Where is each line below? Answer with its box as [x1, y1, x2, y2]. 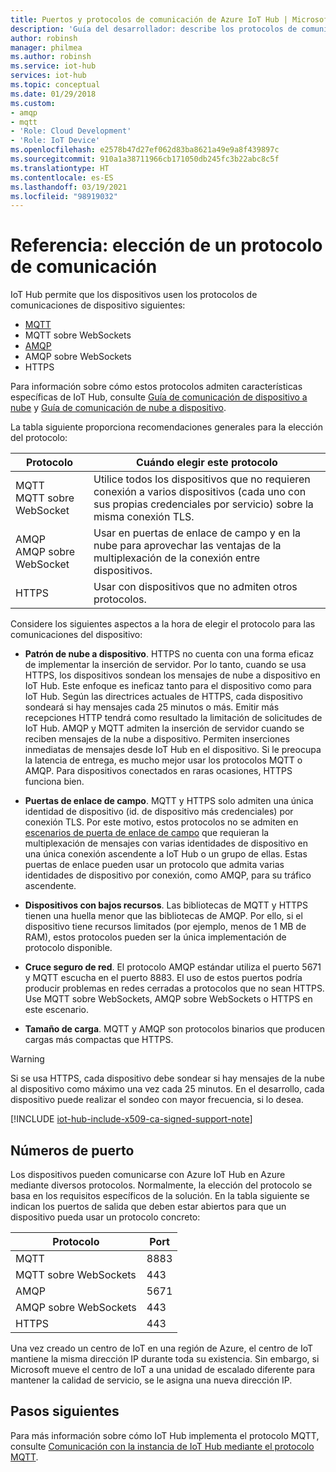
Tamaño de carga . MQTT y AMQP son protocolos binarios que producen [24, 1023, 325, 1035]
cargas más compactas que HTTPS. [24, 1034, 174, 1046]
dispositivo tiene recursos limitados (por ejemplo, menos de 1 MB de [24, 921, 307, 933]
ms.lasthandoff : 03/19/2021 [10, 182, 128, 192]
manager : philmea [10, 42, 83, 53]
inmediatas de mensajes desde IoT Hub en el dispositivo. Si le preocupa [24, 744, 322, 756]
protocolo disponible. [24, 942, 113, 954]
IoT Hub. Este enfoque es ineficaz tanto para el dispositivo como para [24, 680, 312, 692]
